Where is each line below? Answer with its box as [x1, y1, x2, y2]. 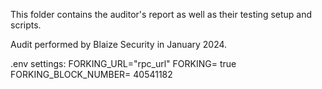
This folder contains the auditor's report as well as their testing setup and [10, 9, 313, 20]
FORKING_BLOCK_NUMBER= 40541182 [10, 69, 173, 80]
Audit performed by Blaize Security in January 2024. [10, 39, 228, 50]
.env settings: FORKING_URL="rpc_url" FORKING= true [10, 58, 237, 69]
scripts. [10, 19, 42, 31]
